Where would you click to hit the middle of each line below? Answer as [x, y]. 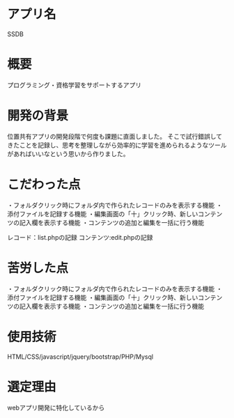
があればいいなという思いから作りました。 [68, 153]
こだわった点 [44, 185]
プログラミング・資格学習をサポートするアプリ [74, 85]
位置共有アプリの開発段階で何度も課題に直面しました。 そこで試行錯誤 [109, 136]
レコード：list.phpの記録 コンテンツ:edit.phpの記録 [80, 237]
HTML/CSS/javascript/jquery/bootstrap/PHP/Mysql [80, 357]
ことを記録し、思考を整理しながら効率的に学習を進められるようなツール [123, 145]
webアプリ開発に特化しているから [56, 408]
